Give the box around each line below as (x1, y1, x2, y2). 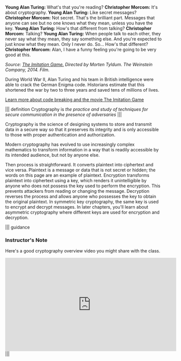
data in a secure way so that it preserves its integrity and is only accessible (5, 126, 159, 132)
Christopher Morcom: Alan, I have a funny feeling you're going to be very (5, 47, 157, 52)
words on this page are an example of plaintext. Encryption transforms (5, 172, 150, 178)
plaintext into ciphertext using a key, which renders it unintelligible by (5, 178, 147, 183)
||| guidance (5, 224, 30, 230)
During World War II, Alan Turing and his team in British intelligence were (5, 77, 154, 82)
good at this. (5, 52, 31, 58)
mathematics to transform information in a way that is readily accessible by (5, 147, 159, 152)
